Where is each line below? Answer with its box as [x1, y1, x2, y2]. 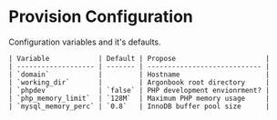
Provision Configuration [8, 6, 193, 27]
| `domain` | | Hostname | [8, 70, 271, 79]
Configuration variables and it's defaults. [8, 36, 161, 47]
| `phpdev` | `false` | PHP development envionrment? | [8, 85, 271, 95]
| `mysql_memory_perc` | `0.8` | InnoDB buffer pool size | [8, 102, 271, 111]
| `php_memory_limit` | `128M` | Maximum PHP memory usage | [8, 94, 271, 103]
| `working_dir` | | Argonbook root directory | [8, 77, 271, 87]
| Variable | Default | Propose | [8, 54, 271, 63]
